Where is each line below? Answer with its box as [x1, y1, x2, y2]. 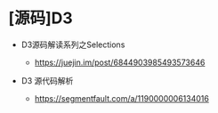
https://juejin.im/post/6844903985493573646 [34, 57, 206, 68]
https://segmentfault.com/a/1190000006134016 [34, 93, 210, 103]
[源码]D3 [8, 8, 73, 28]
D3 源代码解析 [20, 75, 74, 85]
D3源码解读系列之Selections [20, 39, 125, 50]
